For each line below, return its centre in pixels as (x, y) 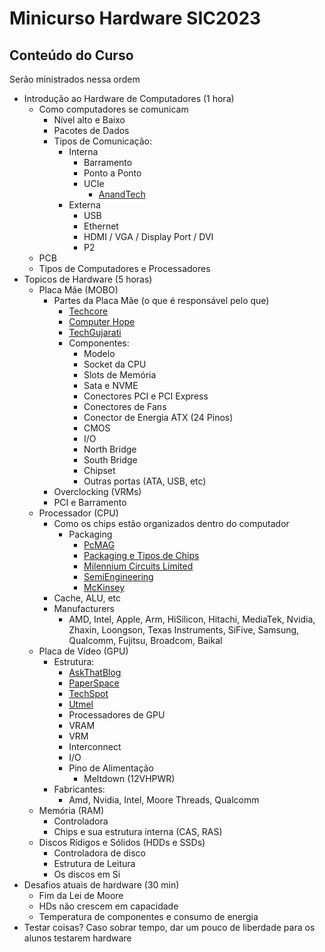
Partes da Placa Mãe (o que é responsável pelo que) (161, 300)
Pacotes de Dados (91, 130)
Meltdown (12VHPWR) (129, 778)
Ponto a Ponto (112, 173)
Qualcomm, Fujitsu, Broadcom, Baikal (145, 640)
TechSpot (88, 693)
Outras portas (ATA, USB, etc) (145, 481)
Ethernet (101, 226)
